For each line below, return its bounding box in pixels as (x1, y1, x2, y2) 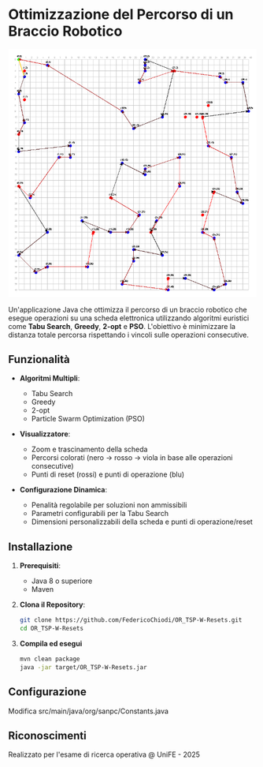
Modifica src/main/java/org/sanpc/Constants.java (8, 706, 169, 716)
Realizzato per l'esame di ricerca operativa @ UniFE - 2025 (8, 750, 201, 759)
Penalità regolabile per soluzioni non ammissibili (31, 500, 187, 510)
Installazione (8, 540, 73, 553)
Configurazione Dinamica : (19, 485, 108, 495)
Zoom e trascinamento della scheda (31, 444, 148, 455)
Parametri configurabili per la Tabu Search (31, 509, 169, 518)
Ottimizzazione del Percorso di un (8, 6, 234, 24)
